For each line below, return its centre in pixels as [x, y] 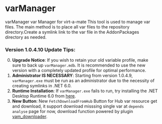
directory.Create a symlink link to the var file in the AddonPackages [72, 32]
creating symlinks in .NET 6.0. [42, 86]
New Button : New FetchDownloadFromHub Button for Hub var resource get [85, 101]
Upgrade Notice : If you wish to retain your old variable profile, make [80, 60]
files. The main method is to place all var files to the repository [67, 27]
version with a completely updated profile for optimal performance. [79, 70]
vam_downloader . [30, 117]
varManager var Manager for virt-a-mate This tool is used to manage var [78, 22]
